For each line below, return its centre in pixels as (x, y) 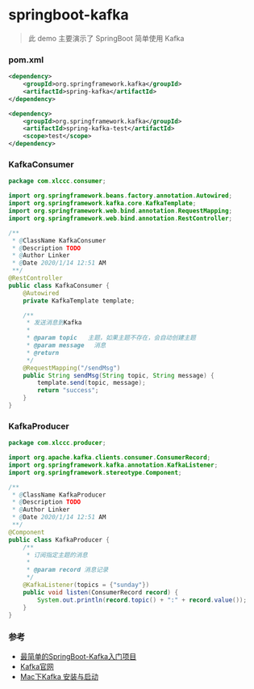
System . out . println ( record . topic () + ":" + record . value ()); (142, 600)
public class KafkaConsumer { (59, 285)
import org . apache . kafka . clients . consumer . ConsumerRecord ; (110, 458)
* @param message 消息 (66, 345)
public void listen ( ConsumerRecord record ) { (101, 592)
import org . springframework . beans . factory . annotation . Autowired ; (120, 196)
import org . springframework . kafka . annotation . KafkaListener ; (113, 465)
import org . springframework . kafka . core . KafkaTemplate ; (102, 204)
